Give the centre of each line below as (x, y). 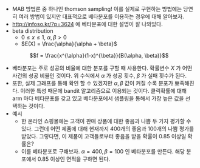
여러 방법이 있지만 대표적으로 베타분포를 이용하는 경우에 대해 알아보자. (101, 16)
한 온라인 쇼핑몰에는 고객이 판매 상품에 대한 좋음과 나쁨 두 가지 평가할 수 (106, 121)
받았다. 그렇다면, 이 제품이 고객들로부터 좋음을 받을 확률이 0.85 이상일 (104, 136)
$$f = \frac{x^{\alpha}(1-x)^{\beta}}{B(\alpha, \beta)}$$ (99, 55)
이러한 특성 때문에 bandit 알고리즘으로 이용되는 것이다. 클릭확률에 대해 (104, 91)
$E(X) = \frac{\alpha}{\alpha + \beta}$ (69, 44)
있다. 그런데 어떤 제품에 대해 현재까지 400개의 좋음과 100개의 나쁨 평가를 (108, 129)
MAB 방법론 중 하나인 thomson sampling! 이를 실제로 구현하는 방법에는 (97, 9)
